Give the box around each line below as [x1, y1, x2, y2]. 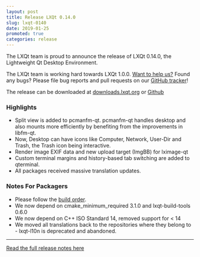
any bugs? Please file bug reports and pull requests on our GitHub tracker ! [6, 77, 189, 84]
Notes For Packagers [6, 182, 68, 190]
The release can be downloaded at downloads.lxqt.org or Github [6, 89, 164, 95]
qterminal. [14, 161, 40, 168]
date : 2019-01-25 [6, 25, 49, 32]
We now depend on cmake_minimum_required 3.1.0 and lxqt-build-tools [14, 202, 190, 209]
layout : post [6, 8, 39, 15]
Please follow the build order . [14, 196, 86, 203]
